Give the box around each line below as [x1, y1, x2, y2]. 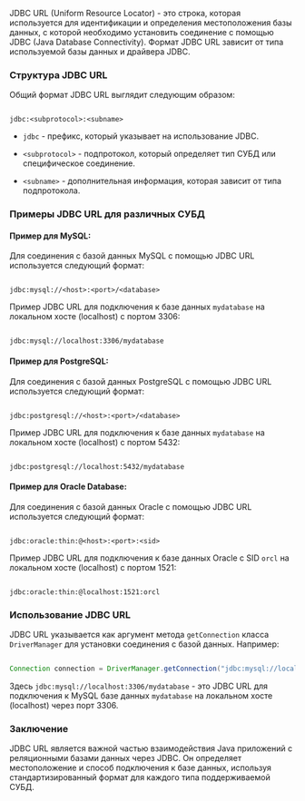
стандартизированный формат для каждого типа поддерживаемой [9, 772, 271, 783]
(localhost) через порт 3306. [9, 700, 119, 710]
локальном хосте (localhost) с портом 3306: [9, 311, 181, 322]
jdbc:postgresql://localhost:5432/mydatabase [9, 462, 184, 471]
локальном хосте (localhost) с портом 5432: [9, 436, 181, 447]
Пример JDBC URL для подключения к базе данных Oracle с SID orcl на [9, 552, 290, 563]
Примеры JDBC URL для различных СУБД [9, 208, 206, 220]
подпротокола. [22, 185, 81, 196]
